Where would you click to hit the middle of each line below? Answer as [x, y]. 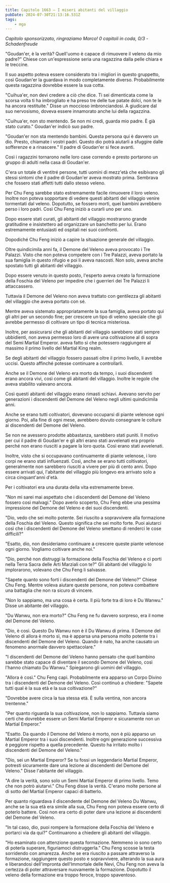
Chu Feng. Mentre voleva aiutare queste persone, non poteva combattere [82, 585]
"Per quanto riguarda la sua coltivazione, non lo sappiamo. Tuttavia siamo [82, 713]
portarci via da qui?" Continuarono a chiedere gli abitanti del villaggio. [78, 833]
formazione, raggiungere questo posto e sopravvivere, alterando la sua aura [85, 859]
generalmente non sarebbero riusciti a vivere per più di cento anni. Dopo [81, 467]
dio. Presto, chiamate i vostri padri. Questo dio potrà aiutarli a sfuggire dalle [84, 142]
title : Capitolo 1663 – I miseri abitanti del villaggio [67, 10]
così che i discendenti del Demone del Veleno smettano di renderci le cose [83, 528]
